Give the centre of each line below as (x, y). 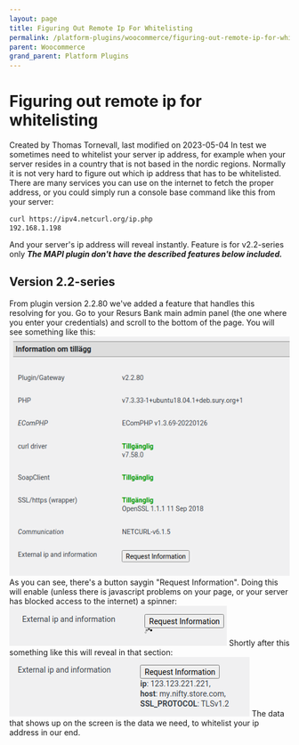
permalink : (29, 37)
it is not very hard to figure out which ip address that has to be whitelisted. (145, 174)
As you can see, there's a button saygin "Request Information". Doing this (144, 582)
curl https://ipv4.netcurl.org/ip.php (81, 219)
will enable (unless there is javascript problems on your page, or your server (149, 591)
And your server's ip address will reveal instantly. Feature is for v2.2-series (147, 245)
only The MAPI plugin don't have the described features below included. (146, 255)
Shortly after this (259, 643)
